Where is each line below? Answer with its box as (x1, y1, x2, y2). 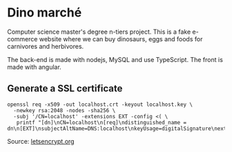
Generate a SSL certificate (7, 83, 123, 94)
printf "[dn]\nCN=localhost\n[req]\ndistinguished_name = (16, 119, 187, 126)
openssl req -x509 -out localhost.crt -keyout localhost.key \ (7, 101, 193, 108)
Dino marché (7, 5, 82, 21)
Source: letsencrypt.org (7, 137, 75, 145)
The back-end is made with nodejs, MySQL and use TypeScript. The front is (7, 55, 223, 63)
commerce (7, 34, 38, 43)
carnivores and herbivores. (7, 42, 84, 50)
